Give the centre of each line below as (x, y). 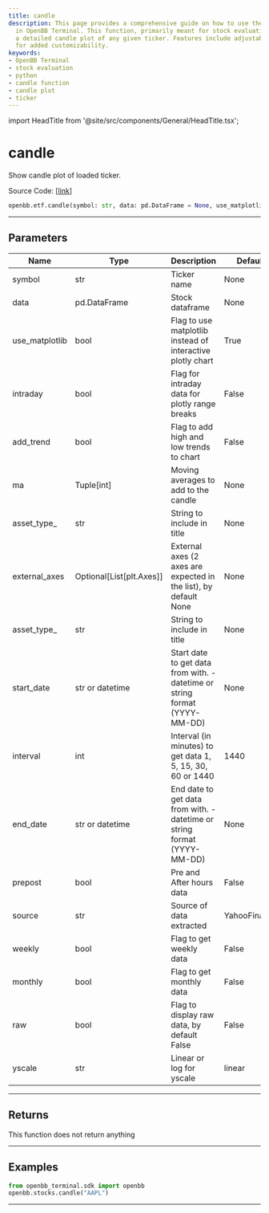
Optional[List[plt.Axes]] (119, 576)
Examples (33, 1168)
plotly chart (192, 360)
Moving (185, 470)
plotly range (193, 404)
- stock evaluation (41, 68)
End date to (192, 789)
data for (186, 393)
